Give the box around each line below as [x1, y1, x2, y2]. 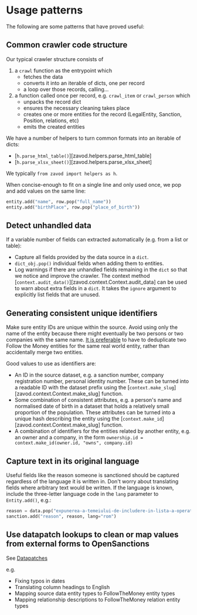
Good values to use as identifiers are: [6, 360, 97, 367]
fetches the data [23, 73, 63, 80]
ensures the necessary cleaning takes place [23, 104, 130, 112]
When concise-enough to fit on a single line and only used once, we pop [6, 181, 182, 188]
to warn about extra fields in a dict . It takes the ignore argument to [14, 285, 177, 292]
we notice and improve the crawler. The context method [14, 273, 151, 280]
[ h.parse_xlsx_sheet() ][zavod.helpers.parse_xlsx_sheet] [14, 158, 152, 165]
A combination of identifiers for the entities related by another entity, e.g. [14, 428, 191, 435]
